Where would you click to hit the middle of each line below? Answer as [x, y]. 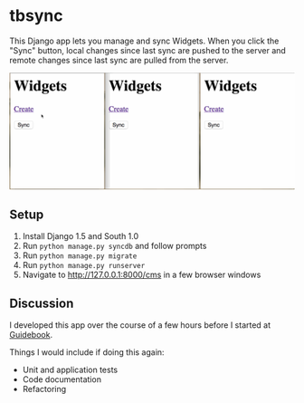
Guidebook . [31, 335]
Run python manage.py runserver [84, 265]
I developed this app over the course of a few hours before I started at [140, 325]
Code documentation [62, 379]
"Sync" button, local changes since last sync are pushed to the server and [148, 50]
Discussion [42, 303]
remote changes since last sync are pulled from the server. [119, 60]
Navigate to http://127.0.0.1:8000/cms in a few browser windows [142, 275]
